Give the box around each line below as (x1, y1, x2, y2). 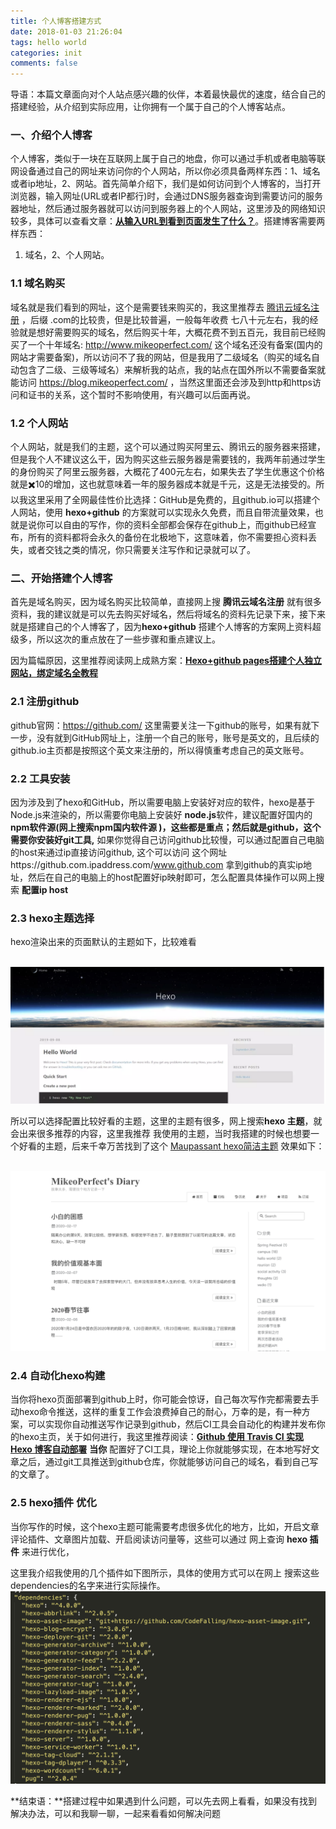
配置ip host (21, 883, 69, 895)
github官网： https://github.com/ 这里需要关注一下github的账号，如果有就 (10, 719, 312, 731)
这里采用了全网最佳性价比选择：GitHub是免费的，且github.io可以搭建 (27, 494, 312, 506)
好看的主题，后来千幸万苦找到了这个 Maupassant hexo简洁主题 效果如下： (18, 1140, 325, 1152)
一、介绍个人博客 (10, 128, 93, 142)
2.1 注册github (10, 695, 80, 709)
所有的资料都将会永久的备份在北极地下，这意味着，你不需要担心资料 (27, 531, 308, 544)
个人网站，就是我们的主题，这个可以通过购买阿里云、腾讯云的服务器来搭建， (10, 441, 326, 453)
